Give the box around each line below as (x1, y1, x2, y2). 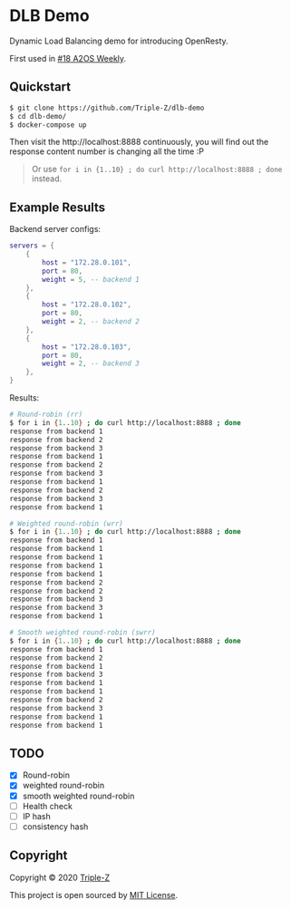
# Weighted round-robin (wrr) (9, 518, 124, 528)
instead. (31, 173, 63, 184)
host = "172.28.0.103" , (42, 342, 131, 352)
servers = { (9, 241, 54, 250)
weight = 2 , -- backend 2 (42, 317, 141, 326)
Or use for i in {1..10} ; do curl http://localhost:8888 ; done (31, 164, 283, 175)
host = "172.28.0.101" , (42, 257, 131, 267)
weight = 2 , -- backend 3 (42, 359, 141, 368)
